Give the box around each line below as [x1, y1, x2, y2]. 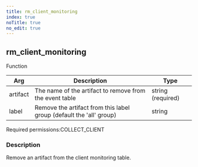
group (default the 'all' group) [34, 111, 117, 119]
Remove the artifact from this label [34, 104, 130, 112]
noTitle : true [6, 19, 41, 25]
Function [6, 63, 28, 70]
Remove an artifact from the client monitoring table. [6, 154, 131, 161]
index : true [6, 14, 35, 20]
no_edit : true [6, 25, 41, 31]
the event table [34, 94, 77, 102]
